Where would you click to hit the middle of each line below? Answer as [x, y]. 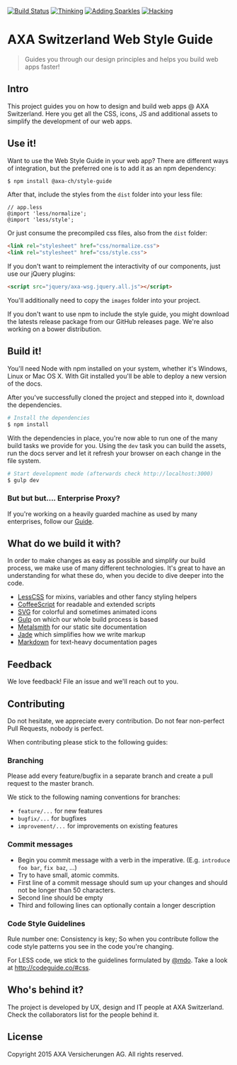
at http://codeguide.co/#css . [49, 968]
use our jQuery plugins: [41, 274]
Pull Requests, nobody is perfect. [56, 729]
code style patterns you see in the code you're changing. [91, 946]
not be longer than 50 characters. [67, 890]
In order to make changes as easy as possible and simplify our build [106, 561]
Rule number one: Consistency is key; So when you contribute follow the [113, 939]
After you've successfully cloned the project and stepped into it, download [116, 397]
